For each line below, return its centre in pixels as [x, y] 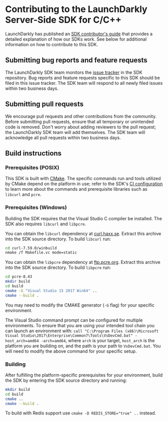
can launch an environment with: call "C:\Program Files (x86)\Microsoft [82, 331]
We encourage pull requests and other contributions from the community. [81, 116]
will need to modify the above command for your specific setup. [71, 351]
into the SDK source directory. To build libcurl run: [58, 239]
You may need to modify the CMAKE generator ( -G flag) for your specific [80, 305]
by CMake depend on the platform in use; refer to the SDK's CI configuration [84, 184]
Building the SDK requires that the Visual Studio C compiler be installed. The [84, 218]
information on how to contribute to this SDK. [52, 44]
